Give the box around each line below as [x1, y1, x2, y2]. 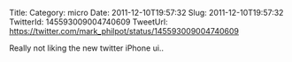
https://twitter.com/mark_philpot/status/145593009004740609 [9, 26, 239, 36]
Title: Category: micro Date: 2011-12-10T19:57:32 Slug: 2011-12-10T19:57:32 [9, 8, 284, 17]
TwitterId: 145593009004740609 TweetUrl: [9, 17, 168, 27]
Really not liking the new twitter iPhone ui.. [9, 43, 165, 53]
